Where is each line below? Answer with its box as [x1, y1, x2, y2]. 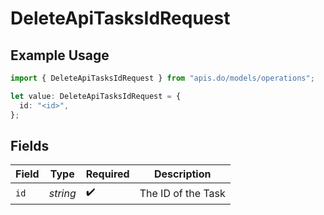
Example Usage [10, 47, 110, 64]
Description [154, 167, 212, 181]
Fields [10, 137, 50, 154]
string [48, 186, 77, 200]
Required [85, 167, 130, 181]
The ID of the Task [139, 186, 226, 200]
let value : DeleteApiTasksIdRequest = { [10, 91, 182, 101]
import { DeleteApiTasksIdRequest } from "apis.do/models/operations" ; [10, 73, 315, 83]
